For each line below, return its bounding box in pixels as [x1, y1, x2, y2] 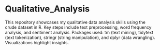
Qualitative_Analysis [5, 3, 90, 14]
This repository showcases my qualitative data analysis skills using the [5, 19, 146, 25]
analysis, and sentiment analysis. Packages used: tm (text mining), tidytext [5, 29, 154, 35]
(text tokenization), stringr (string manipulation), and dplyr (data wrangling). [5, 35, 156, 40]
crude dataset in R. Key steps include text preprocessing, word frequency [5, 24, 152, 30]
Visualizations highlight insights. [5, 39, 69, 45]
